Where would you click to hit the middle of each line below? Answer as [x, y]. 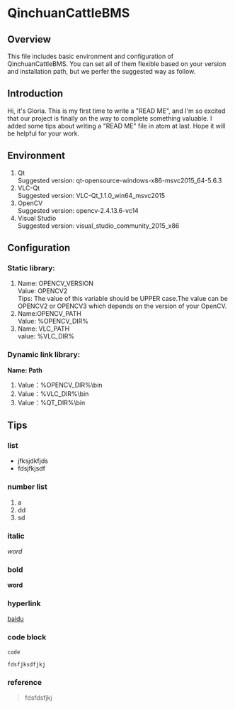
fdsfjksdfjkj [27, 664]
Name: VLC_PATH [44, 329]
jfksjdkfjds [33, 461]
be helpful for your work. [44, 133]
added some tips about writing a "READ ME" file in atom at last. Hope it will [116, 126]
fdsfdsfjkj [38, 698]
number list [27, 487]
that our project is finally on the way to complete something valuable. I [110, 118]
